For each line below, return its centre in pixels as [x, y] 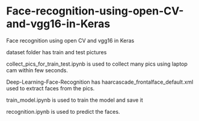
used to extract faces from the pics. [51, 88]
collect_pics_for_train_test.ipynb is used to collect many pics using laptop [97, 64]
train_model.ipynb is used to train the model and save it [75, 100]
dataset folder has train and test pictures [57, 52]
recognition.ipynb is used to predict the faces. [63, 111]
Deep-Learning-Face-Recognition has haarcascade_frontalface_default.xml [100, 82]
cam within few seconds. [37, 70]
